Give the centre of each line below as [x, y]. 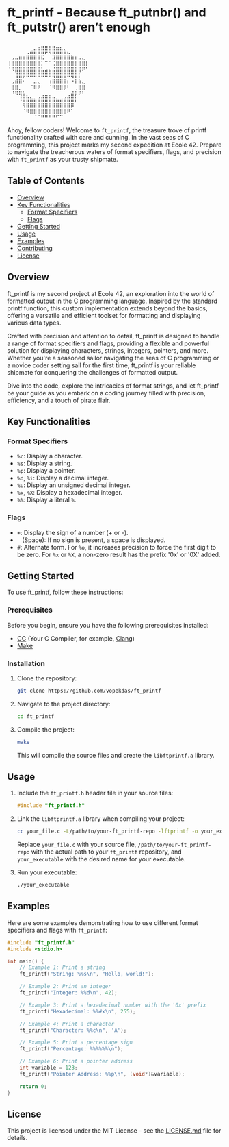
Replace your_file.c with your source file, [77, 845]
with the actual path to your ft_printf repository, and [107, 852]
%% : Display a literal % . [46, 500]
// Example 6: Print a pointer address [76, 1061]
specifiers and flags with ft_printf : [57, 930]
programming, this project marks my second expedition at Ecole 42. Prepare [114, 145]
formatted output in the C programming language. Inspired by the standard [112, 301]
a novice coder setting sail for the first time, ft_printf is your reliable [102, 365]
